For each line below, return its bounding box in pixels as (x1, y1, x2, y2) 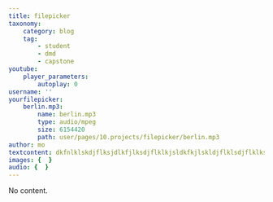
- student (37, 42, 71, 50)
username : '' (8, 87, 53, 96)
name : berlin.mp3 (37, 111, 96, 119)
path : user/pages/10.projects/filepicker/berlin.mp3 (37, 133, 220, 141)
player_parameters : (23, 72, 89, 81)
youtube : (8, 65, 38, 73)
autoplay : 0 (37, 80, 79, 88)
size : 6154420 (37, 125, 85, 134)
